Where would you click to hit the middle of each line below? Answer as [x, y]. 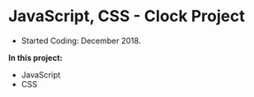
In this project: [35, 57]
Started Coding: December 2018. [81, 41]
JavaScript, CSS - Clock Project [127, 16]
